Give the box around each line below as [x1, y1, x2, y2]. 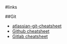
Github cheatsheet [12, 28, 50, 34]
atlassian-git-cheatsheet [12, 23, 62, 29]
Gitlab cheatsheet [12, 34, 48, 39]
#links [5, 4, 17, 10]
